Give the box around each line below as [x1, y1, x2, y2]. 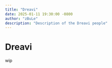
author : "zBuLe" [5, 16, 38, 21]
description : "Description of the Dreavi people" [5, 20, 108, 26]
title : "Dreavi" [5, 7, 38, 12]
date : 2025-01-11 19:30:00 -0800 [5, 12, 73, 17]
